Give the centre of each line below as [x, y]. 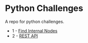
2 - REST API [25, 36]
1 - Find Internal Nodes [35, 31]
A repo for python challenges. [35, 21]
